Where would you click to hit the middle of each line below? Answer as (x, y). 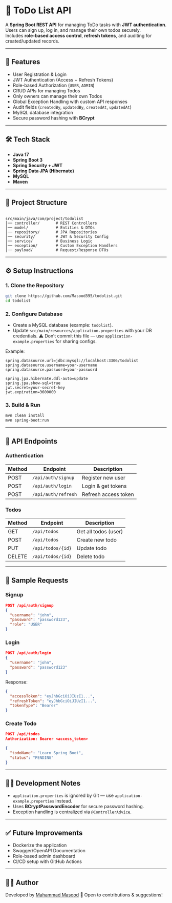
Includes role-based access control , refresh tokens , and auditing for (79, 35)
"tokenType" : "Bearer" (34, 706)
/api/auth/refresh (55, 494)
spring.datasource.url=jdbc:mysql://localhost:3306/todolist (72, 361)
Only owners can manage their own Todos (57, 96)
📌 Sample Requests (37, 580)
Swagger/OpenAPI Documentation (49, 851)
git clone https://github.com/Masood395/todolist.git (64, 296)
